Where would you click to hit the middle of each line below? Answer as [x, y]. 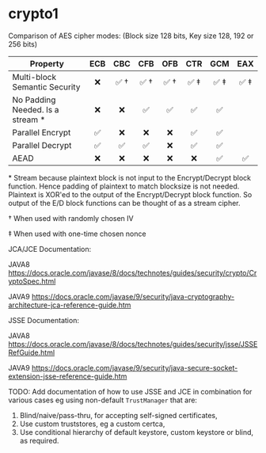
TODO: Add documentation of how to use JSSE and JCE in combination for [130, 391]
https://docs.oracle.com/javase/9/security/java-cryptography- [133, 296]
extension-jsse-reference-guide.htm [68, 376]
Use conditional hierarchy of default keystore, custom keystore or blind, [137, 432]
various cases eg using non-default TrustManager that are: [103, 400]
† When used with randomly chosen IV [71, 218]
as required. [39, 440]
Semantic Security [46, 86]
